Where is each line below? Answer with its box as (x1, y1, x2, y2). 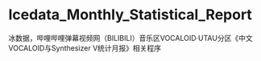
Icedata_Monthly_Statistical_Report (8, 6, 252, 24)
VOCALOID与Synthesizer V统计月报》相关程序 (8, 43, 162, 53)
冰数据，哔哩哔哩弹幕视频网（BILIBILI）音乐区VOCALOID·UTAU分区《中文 (8, 33, 253, 43)
